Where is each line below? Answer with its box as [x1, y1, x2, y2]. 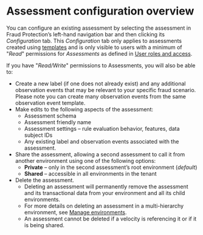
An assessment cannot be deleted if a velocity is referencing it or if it [24, 215, 197, 222]
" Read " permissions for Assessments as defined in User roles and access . [6, 50, 193, 57]
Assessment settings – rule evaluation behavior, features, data [24, 125, 181, 132]
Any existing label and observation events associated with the [24, 137, 179, 145]
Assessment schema [24, 112, 77, 119]
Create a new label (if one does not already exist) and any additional [15, 80, 186, 87]
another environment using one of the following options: [15, 157, 156, 164]
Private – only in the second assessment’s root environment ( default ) [24, 164, 198, 171]
